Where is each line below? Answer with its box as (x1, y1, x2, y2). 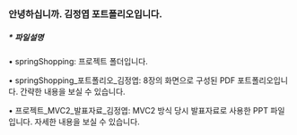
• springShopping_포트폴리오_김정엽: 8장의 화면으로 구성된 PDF (8, 74, 235, 86)
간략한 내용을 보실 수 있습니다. (20, 86, 127, 97)
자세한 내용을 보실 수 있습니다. (34, 116, 140, 127)
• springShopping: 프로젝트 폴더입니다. (8, 55, 149, 66)
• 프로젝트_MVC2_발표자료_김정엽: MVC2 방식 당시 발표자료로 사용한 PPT (8, 105, 268, 115)
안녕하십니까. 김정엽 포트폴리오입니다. (8, 7, 163, 20)
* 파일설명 (8, 31, 44, 42)
